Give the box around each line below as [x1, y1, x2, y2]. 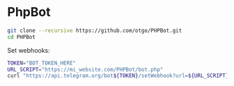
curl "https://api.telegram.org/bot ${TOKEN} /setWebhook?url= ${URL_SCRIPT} [7, 72, 229, 80]
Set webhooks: [7, 46, 50, 54]
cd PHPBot [7, 33, 36, 40]
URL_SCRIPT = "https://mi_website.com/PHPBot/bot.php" [7, 66, 164, 73]
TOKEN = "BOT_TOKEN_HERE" [7, 60, 77, 67]
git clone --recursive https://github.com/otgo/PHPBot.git [7, 27, 182, 34]
